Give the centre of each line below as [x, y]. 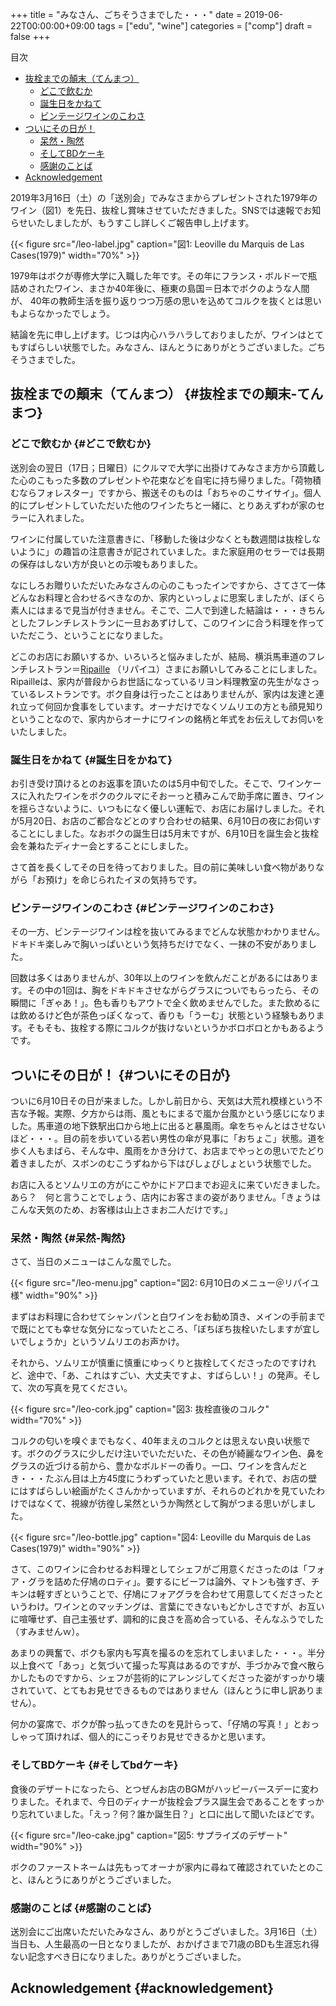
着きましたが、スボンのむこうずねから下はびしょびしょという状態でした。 [163, 1164]
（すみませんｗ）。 [47, 1632]
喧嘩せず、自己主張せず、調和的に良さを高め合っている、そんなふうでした [171, 1619]
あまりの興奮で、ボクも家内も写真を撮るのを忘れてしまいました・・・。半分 [168, 1653]
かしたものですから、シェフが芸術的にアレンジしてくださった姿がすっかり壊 [167, 1678]
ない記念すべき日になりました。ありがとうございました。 [128, 1956]
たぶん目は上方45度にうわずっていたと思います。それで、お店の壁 [181, 1479]
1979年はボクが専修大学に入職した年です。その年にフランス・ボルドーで [159, 276]
